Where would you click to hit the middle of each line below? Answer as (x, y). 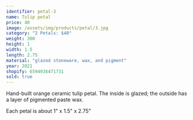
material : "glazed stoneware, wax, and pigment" (66, 60)
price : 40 (18, 22)
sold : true (19, 77)
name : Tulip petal (28, 17)
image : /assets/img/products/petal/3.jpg (57, 28)
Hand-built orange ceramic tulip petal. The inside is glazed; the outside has (96, 94)
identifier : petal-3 (31, 11)
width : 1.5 (19, 50)
